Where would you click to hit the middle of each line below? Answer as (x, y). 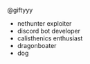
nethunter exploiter (44, 23)
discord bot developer (49, 31)
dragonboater (37, 46)
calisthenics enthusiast (50, 38)
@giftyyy (20, 10)
